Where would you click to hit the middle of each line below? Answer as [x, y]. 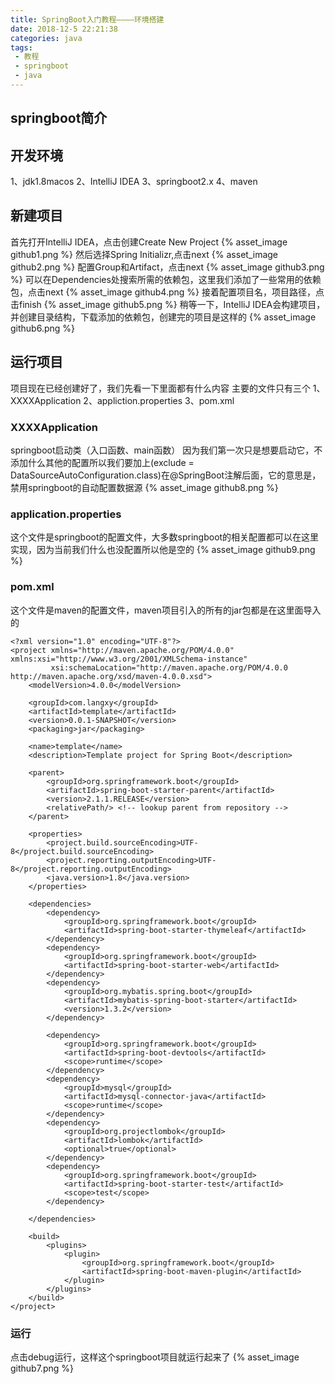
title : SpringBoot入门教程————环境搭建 [87, 19]
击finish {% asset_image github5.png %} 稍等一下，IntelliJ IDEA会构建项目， [168, 304]
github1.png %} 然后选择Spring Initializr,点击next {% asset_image [144, 254]
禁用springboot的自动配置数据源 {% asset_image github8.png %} [144, 487]
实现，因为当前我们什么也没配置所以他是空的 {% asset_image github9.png [163, 550]
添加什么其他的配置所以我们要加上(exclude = [102, 462]
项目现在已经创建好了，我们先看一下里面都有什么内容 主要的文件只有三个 [160, 388]
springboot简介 [59, 118]
